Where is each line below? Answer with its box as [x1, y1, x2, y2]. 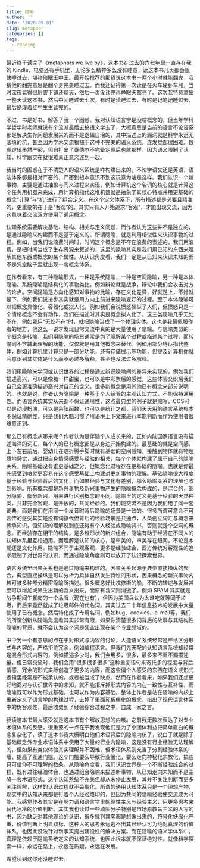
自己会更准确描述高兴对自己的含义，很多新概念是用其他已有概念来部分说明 [6, 382, 189, 390]
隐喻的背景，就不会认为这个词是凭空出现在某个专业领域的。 [6, 623, 152, 631]
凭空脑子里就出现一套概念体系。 [16, 260, 95, 268]
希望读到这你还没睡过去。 [6, 855, 69, 862]
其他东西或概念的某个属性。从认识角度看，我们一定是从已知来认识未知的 [11, 253, 189, 260]
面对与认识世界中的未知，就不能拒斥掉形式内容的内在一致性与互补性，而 [16, 681, 194, 688]
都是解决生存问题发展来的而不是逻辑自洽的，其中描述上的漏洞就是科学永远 [6, 131, 189, 138]
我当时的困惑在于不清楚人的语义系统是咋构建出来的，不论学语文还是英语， [6, 166, 189, 173]
